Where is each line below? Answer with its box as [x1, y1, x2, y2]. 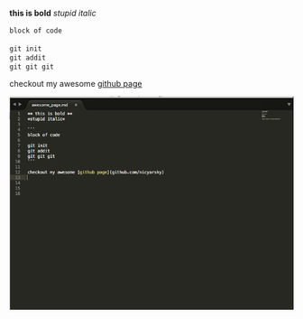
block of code [9, 26, 63, 35]
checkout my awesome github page [9, 79, 142, 89]
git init [9, 44, 42, 53]
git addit [9, 53, 47, 62]
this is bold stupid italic [9, 8, 96, 18]
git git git [9, 62, 54, 71]
